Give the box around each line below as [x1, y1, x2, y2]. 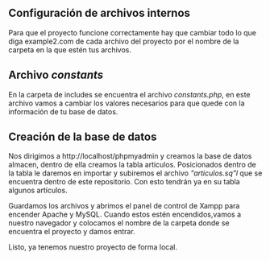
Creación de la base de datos [8, 130, 157, 144]
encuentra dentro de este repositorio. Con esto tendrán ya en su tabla [8, 177, 240, 187]
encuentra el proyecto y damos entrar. [8, 227, 135, 237]
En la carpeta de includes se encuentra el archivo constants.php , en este [8, 89, 251, 99]
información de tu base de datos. [8, 106, 118, 116]
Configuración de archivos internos [8, 6, 191, 20]
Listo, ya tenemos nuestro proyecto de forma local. [8, 242, 178, 252]
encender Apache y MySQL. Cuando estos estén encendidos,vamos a [8, 209, 242, 220]
